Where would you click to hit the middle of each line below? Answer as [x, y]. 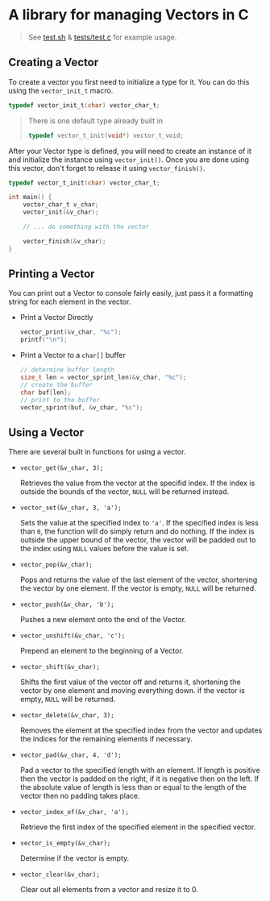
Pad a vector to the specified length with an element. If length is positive [140, 770]
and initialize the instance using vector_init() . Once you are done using [129, 160]
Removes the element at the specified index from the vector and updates [141, 730]
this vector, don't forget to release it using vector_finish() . [107, 168]
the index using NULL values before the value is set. [104, 549]
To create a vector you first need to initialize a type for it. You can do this [129, 81]
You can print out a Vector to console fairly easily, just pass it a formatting [131, 293]
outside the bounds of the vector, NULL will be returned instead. [125, 492]
